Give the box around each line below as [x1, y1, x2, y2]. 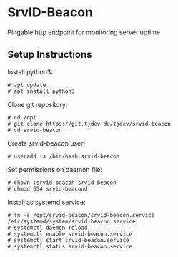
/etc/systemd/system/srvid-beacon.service [7, 218, 136, 225]
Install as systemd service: [7, 198, 86, 206]
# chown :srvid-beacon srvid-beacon [7, 179, 117, 186]
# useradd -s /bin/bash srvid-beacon [7, 153, 120, 160]
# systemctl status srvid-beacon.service [7, 243, 133, 250]
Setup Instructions [7, 49, 92, 61]
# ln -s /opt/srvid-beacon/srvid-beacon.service [7, 211, 155, 218]
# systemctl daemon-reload [7, 224, 88, 231]
